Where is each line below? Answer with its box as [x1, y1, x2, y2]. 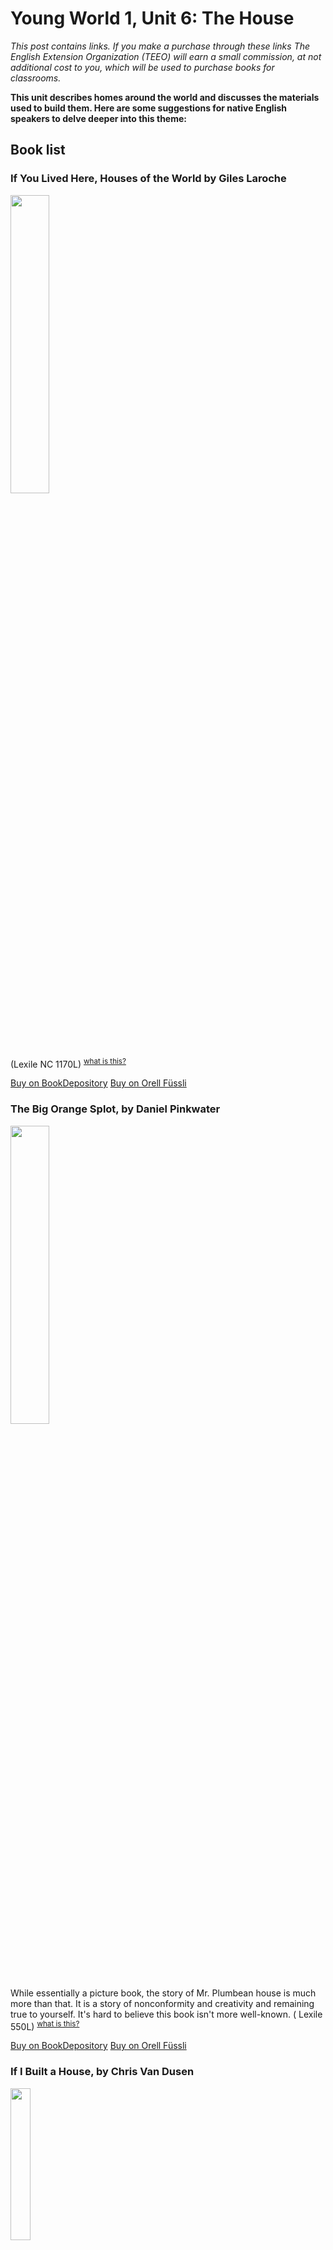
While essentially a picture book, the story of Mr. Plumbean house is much [10, 1987, 317, 1999]
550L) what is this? [10, 2018, 80, 2032]
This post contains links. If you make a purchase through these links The [10, 40, 311, 52]
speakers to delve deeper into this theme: [10, 112, 187, 124]
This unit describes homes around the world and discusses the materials [10, 91, 320, 103]
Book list [10, 142, 66, 159]
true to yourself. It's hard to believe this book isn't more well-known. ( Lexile [10, 2008, 323, 2020]
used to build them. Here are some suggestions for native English [10, 102, 288, 114]
